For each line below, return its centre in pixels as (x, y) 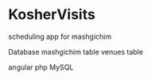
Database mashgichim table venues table (76, 51)
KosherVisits (52, 15)
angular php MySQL (41, 67)
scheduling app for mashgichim (60, 36)
